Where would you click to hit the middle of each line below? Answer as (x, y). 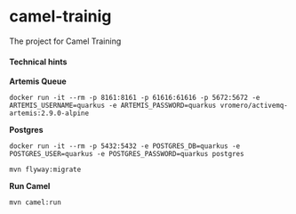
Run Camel (30, 186)
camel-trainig (60, 16)
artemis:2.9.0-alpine (49, 113)
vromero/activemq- (254, 106)
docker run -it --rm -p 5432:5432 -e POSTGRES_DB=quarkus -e (125, 146)
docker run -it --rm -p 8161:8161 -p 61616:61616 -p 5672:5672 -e (135, 98)
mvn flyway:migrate (45, 170)
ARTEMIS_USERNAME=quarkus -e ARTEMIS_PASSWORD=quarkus (113, 106)
